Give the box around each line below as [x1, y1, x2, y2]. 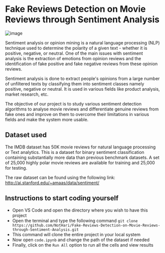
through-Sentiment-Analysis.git [12, 227, 79, 232]
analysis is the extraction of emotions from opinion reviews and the [5, 55, 141, 61]
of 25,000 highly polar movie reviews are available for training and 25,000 [5, 159, 155, 166]
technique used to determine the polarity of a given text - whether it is [5, 45, 148, 51]
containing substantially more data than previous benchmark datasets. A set [5, 154, 160, 160]
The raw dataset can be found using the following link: [5, 174, 116, 181]
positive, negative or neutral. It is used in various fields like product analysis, [5, 86, 160, 92]
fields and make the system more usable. [5, 116, 89, 122]
